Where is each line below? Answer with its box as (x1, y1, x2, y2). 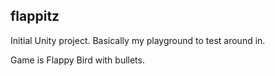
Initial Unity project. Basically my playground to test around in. (10, 34, 266, 46)
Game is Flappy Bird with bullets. (10, 54, 145, 66)
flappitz (10, 8, 60, 25)
